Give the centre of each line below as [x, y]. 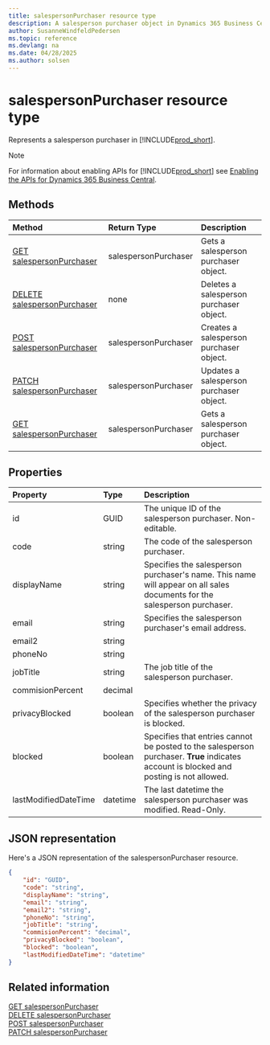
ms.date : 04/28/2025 [43, 53]
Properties [35, 472]
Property [30, 495]
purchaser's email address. [195, 628]
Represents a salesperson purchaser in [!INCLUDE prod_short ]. [112, 139]
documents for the [179, 595]
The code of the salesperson [198, 542]
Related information [59, 988]
